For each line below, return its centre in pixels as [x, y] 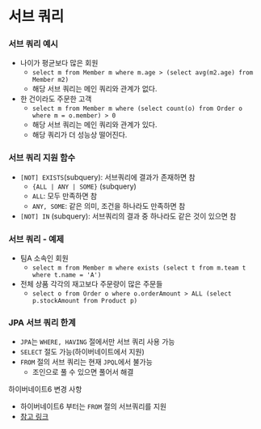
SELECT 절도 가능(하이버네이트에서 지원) [82, 352]
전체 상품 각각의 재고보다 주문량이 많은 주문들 [91, 284]
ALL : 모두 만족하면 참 [65, 196]
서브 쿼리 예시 [34, 44]
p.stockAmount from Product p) [85, 301]
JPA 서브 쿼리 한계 [42, 323]
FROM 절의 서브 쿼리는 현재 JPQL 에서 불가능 [86, 362]
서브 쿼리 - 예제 [36, 239]
